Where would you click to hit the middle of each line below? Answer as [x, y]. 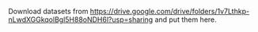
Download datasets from [48, 11]
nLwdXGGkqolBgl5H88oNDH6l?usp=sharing [81, 20]
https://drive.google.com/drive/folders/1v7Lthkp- [170, 11]
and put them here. [186, 20]
